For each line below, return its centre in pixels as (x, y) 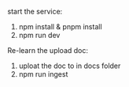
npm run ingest (43, 74)
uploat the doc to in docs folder (70, 66)
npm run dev (39, 35)
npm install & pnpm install (61, 26)
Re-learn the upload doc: (48, 50)
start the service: (35, 11)
